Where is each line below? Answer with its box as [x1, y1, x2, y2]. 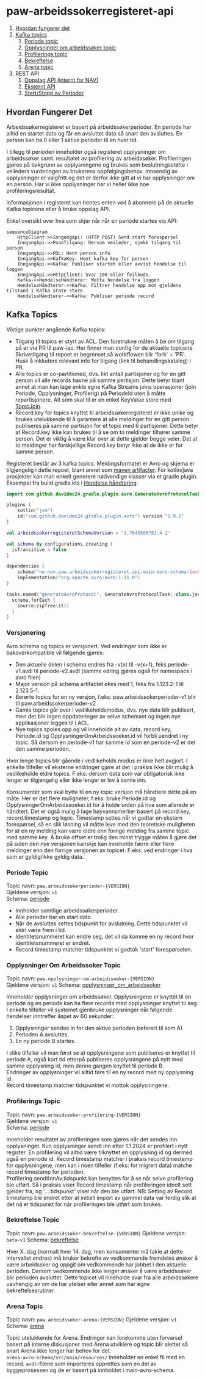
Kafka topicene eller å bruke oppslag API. [6, 205, 111, 212]
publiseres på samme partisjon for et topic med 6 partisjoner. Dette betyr [15, 422, 199, 429]
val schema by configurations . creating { [6, 541, 113, 547]
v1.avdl [15, 667, 33, 674]
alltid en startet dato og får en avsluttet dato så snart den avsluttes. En [6, 129, 183, 137]
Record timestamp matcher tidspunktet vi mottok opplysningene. [6, 1082, 170, 1089]
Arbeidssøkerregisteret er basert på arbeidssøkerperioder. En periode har [6, 123, 192, 131]
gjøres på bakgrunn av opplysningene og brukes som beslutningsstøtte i [6, 161, 188, 168]
